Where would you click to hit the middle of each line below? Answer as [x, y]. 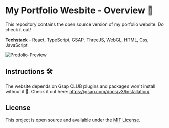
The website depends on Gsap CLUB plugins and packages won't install [80, 86]
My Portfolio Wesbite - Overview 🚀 [79, 10]
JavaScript [16, 45]
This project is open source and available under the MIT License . [73, 120]
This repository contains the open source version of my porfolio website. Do [85, 24]
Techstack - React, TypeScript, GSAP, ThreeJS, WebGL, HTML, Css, [77, 40]
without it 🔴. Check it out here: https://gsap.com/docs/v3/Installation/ [77, 91]
